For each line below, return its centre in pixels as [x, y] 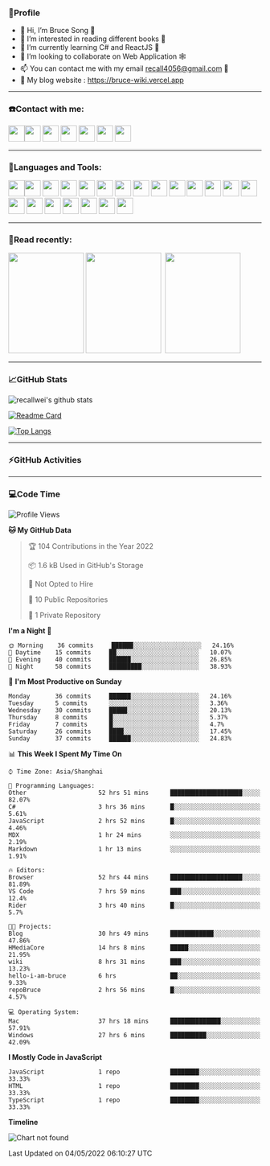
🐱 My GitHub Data [40, 530]
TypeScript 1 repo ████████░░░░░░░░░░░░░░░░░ [135, 1100]
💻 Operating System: [44, 1012]
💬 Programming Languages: [51, 786]
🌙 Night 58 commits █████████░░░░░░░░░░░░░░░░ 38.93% [120, 667]
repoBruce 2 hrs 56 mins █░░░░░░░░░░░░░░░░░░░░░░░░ [135, 990]
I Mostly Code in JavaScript [55, 1057]
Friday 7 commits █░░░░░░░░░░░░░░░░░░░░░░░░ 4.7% [117, 725]
